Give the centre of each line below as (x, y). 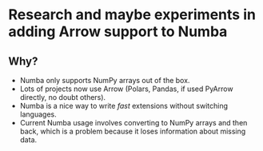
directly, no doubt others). (63, 97)
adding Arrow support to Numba (118, 32)
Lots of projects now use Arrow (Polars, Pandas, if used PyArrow (126, 89)
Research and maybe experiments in (132, 15)
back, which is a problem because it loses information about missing (133, 131)
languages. (38, 114)
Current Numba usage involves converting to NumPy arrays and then (133, 123)
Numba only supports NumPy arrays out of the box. (105, 80)
